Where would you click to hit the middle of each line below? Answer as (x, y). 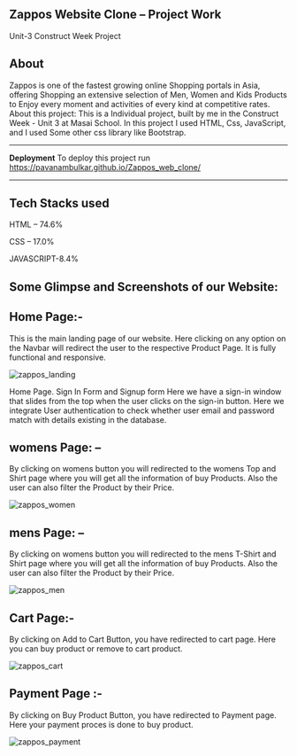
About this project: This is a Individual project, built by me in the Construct (144, 113)
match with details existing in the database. (88, 419)
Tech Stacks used (59, 203)
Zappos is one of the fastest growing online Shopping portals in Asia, (135, 85)
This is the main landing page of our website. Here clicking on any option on (148, 338)
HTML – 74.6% (36, 224)
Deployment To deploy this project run (80, 158)
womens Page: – (55, 448)
